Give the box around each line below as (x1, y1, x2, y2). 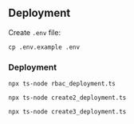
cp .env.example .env (8, 43, 81, 51)
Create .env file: (8, 27, 61, 37)
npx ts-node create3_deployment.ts (8, 108, 127, 116)
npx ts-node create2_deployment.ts (8, 94, 127, 102)
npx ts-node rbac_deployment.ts (8, 80, 116, 88)
